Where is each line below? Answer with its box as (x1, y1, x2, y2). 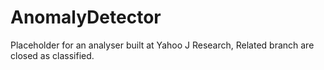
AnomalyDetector (10, 6, 162, 29)
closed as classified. (10, 49, 95, 61)
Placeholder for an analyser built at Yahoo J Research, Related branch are (10, 39, 315, 51)
